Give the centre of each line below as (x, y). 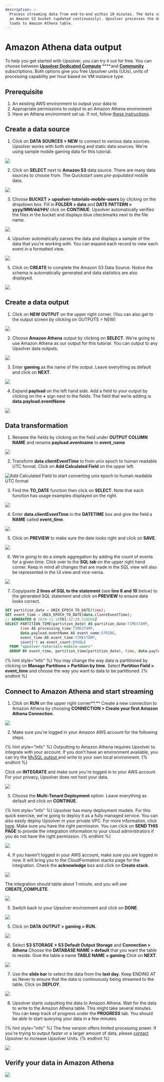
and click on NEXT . (31, 372)
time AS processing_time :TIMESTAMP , (58, 628)
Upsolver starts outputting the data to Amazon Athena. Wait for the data (84, 1003)
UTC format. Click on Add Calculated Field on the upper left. (73, 467)
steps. (18, 737)
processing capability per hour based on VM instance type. (65, 77)
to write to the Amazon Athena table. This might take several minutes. (82, 1008)
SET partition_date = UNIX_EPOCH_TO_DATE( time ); (55, 610)
